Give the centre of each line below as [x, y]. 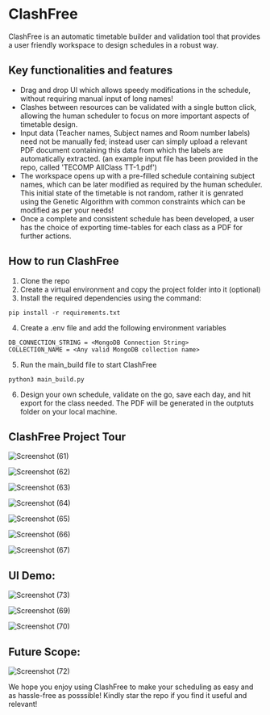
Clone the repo [45, 280]
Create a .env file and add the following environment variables [123, 327]
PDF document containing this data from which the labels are [121, 149]
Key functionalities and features [91, 71]
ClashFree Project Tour [67, 437]
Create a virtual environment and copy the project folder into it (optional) [140, 289]
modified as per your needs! [67, 210]
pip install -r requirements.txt [64, 313]
